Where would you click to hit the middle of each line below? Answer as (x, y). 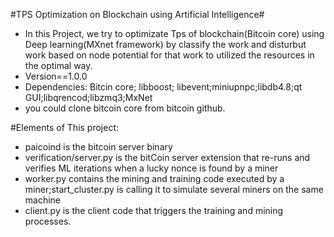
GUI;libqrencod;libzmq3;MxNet (88, 97)
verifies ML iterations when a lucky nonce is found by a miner (151, 168)
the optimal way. (58, 65)
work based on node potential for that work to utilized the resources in (169, 55)
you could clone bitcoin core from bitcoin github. (125, 108)
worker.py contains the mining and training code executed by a (154, 178)
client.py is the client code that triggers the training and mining (154, 210)
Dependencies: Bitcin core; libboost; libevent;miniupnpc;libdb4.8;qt (163, 87)
